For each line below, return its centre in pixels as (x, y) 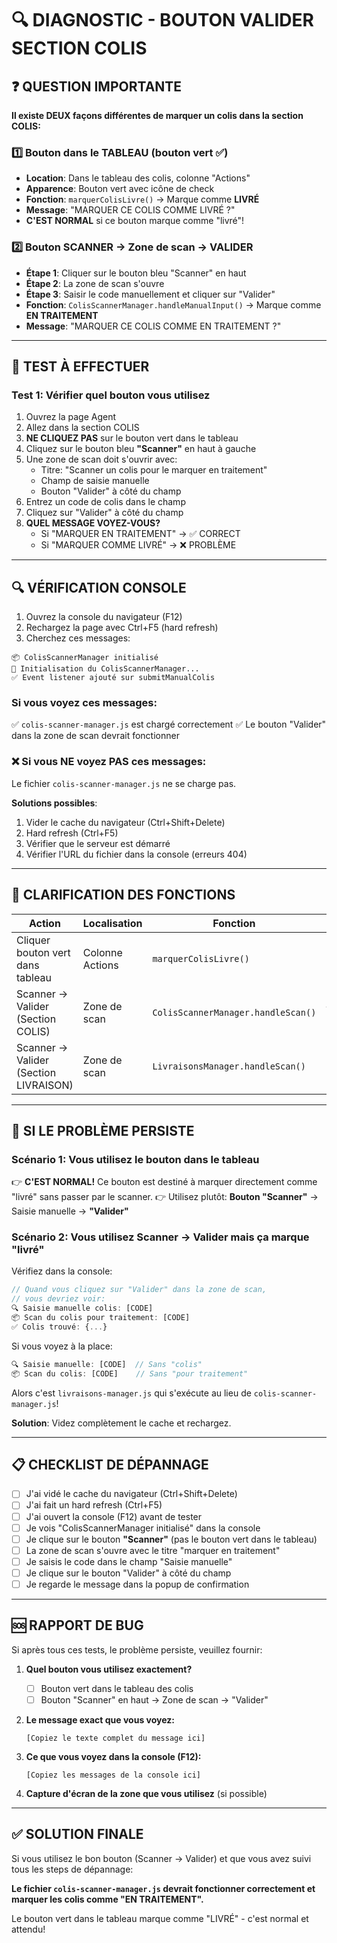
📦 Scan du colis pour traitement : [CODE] (101, 1318)
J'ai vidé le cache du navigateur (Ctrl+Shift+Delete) (131, 1494)
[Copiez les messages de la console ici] (113, 1775)
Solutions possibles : (54, 803)
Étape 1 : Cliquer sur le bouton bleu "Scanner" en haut (136, 273)
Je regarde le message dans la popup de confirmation (137, 1584)
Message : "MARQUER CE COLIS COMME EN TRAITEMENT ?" (153, 326)
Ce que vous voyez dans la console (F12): (113, 1756)
